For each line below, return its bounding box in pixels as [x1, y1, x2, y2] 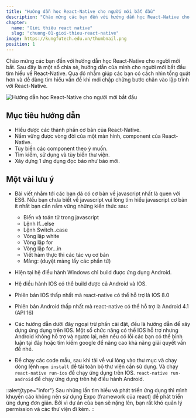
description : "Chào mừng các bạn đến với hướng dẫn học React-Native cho [6, 14, 190, 20]
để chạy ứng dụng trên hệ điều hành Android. [34, 375, 145, 382]
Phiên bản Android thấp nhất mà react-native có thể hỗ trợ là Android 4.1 [14, 303, 189, 310]
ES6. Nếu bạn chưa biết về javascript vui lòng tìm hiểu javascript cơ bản [14, 196, 188, 203]
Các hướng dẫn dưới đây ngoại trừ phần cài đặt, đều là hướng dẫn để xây [14, 320, 191, 327]
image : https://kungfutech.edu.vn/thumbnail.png [6, 36, 127, 42]
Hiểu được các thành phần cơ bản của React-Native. [14, 126, 142, 133]
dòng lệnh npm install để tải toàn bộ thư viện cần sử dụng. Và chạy [14, 363, 178, 370]
